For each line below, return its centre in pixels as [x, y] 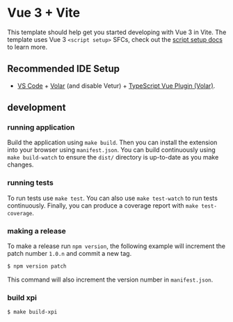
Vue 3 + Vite [44, 13]
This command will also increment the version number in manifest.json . [110, 279]
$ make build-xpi [32, 312]
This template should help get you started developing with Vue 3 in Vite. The [117, 32]
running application [41, 128]
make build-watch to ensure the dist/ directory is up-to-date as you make [113, 158]
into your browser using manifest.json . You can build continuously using [111, 150]
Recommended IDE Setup [64, 69]
